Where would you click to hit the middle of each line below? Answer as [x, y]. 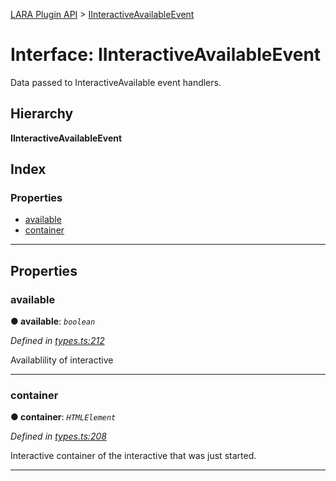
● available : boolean [53, 321]
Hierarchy [42, 114]
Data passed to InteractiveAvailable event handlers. [116, 82]
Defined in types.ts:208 [58, 436]
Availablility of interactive [62, 360]
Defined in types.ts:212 [57, 341]
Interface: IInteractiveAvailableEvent [166, 55]
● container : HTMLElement [63, 417]
